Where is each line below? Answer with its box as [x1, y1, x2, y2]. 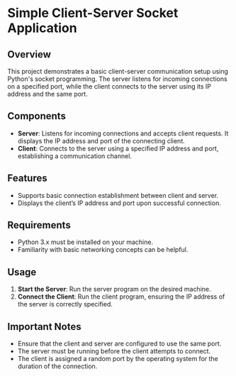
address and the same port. [7, 90, 89, 98]
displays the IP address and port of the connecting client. [17, 136, 186, 145]
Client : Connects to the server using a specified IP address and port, [17, 144, 219, 153]
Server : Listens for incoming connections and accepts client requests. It [17, 129, 229, 138]
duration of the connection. [17, 362, 98, 370]
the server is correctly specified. [17, 300, 113, 309]
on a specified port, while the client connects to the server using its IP [7, 82, 211, 90]
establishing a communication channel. [17, 151, 133, 160]
